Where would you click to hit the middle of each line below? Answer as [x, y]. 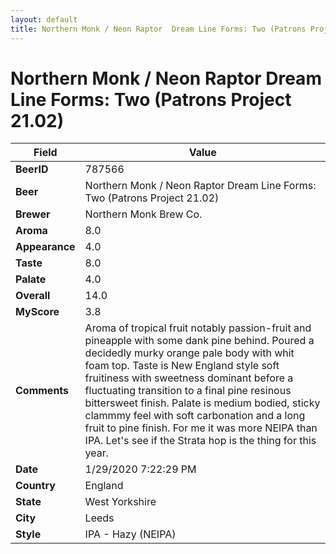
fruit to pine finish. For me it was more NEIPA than [201, 428]
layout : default [44, 19]
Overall [33, 296]
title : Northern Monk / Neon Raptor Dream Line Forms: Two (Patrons [158, 29]
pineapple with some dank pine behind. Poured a [199, 341]
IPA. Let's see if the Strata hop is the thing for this [200, 441]
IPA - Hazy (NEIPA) [130, 534]
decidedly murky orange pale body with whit [189, 353]
